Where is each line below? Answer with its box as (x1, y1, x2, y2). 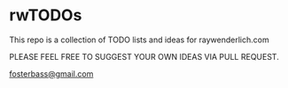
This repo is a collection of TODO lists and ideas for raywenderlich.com (9, 34, 269, 45)
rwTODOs (9, 5, 82, 26)
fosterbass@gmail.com (9, 68, 94, 79)
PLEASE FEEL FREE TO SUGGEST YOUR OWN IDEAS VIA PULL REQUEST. (9, 51, 279, 62)
